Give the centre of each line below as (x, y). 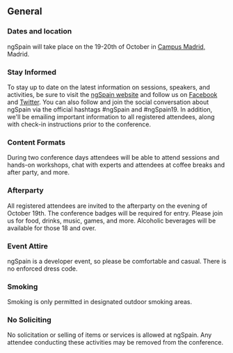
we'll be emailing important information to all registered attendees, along (111, 117)
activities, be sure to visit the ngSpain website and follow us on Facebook (112, 94)
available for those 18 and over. (52, 228)
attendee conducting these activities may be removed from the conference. (115, 343)
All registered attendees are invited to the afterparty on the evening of (107, 206)
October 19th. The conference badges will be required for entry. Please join (115, 213)
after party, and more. (39, 172)
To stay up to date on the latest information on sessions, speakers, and (109, 87)
